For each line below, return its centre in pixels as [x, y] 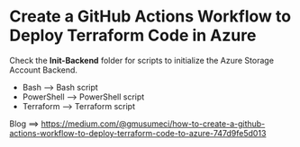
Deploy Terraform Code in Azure [133, 35]
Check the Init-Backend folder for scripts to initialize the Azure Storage [142, 60]
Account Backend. [44, 70]
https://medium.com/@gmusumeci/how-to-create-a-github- [153, 124]
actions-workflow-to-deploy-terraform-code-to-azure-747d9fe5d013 [138, 133]
